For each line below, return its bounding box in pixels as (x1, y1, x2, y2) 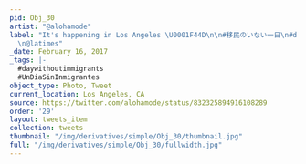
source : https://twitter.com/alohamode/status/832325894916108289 (9, 97, 268, 108)
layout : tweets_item (9, 115, 89, 124)
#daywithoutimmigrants (17, 65, 104, 74)
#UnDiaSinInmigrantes (17, 73, 100, 82)
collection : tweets (9, 124, 84, 133)
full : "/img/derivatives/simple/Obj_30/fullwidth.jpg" (9, 140, 223, 149)
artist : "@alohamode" (9, 22, 92, 31)
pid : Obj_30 (9, 13, 55, 23)
